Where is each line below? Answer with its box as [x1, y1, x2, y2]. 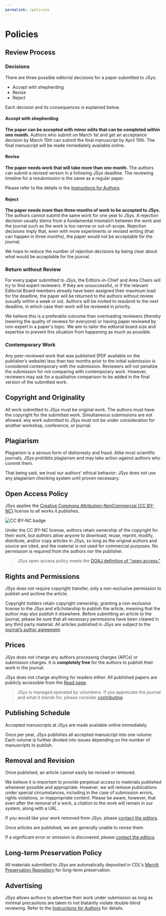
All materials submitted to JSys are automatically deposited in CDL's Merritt [5, 862, 159, 868]
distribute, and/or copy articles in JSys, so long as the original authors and [5, 538, 157, 544]
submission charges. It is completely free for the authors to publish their [5, 659, 154, 665]
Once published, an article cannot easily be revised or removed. [5, 769, 136, 776]
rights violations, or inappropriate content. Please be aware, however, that [5, 795, 156, 801]
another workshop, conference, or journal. [5, 422, 92, 428]
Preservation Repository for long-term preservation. [5, 867, 111, 873]
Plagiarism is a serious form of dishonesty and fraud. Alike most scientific [5, 450, 156, 456]
